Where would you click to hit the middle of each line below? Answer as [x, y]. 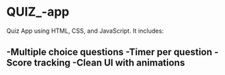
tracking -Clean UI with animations [109, 63]
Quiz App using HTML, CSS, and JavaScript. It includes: [85, 31]
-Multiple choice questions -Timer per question [109, 52]
